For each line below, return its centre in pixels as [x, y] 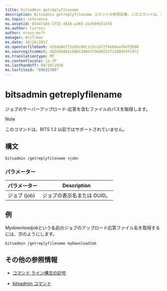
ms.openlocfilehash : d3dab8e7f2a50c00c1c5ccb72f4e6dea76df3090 [72, 47]
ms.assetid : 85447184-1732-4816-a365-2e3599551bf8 [59, 24]
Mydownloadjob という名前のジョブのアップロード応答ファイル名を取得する [83, 228]
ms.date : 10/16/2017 [27, 42]
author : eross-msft [25, 33]
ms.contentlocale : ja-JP [31, 61]
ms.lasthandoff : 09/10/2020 [34, 65]
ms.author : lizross [25, 28]
